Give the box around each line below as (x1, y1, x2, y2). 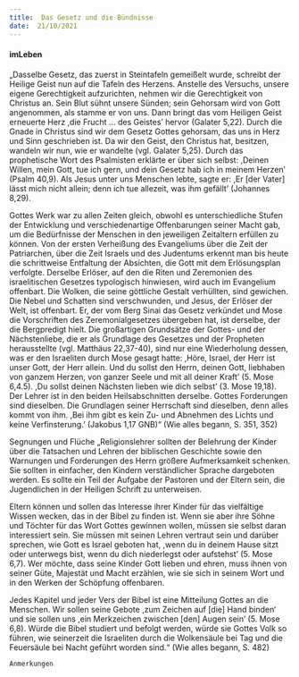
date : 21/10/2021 (9, 21, 78, 30)
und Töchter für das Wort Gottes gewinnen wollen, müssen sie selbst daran (9, 520, 287, 530)
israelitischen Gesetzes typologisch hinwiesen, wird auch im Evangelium (9, 276, 277, 287)
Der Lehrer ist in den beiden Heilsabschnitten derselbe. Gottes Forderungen (9, 390, 288, 401)
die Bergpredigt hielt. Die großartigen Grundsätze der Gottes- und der (9, 324, 266, 334)
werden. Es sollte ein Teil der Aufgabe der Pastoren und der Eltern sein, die (9, 474, 286, 485)
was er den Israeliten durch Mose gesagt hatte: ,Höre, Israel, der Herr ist (9, 352, 276, 363)
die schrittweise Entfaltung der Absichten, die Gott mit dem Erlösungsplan (9, 257, 281, 268)
